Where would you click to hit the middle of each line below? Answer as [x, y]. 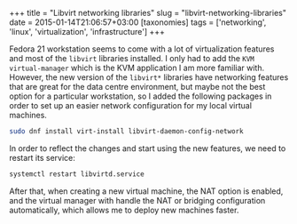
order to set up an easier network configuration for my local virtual [131, 105]
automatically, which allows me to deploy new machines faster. [124, 210]
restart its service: [42, 157]
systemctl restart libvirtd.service [77, 174]
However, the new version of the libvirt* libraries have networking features [149, 77]
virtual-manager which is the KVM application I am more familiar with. [137, 68]
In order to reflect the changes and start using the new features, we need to [148, 148]
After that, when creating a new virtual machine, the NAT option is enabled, [146, 191]
